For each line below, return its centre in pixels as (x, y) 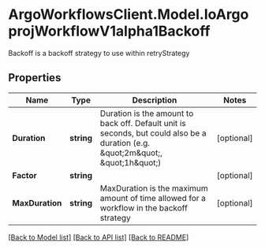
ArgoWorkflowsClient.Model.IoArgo (129, 15)
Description (155, 100)
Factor (24, 175)
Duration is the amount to (147, 113)
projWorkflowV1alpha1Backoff (109, 31)
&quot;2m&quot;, (131, 153)
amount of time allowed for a (153, 198)
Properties (35, 78)
